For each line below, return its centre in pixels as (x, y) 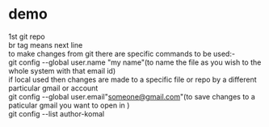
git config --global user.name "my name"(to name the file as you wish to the (135, 62)
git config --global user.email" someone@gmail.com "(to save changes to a (132, 96)
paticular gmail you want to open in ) (69, 105)
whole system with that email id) (62, 70)
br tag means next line (46, 44)
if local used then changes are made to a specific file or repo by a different (132, 79)
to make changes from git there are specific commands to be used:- (122, 53)
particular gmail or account (53, 88)
